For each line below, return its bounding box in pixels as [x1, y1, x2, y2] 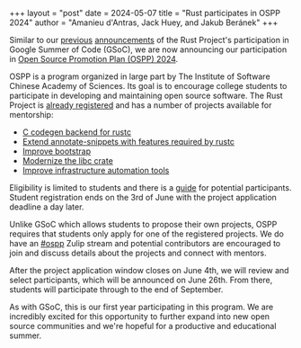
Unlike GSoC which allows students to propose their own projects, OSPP [9, 219, 278, 229]
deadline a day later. [9, 201, 84, 212]
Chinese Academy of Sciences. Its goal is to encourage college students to [9, 81, 288, 91]
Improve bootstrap [22, 146, 92, 156]
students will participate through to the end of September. [9, 284, 224, 295]
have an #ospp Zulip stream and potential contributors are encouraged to [9, 238, 281, 248]
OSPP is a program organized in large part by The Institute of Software [9, 71, 271, 82]
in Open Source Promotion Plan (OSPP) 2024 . [9, 54, 179, 64]
